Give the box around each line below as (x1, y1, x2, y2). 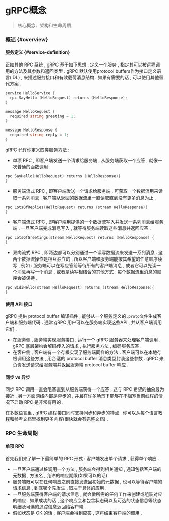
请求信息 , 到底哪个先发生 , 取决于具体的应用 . (12, 485, 107, 491)
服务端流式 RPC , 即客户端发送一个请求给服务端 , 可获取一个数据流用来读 (12, 188, 163, 194)
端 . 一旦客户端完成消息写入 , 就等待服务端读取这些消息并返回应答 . (12, 225, 151, 231)
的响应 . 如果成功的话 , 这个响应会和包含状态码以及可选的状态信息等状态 (12, 497, 162, 504)
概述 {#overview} (5, 36, 49, 43)
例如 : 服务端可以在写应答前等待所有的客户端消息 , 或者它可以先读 (21, 263, 157, 269)
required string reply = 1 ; (10, 132, 69, 138)
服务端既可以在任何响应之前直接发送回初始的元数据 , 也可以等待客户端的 (12, 479, 162, 485)
